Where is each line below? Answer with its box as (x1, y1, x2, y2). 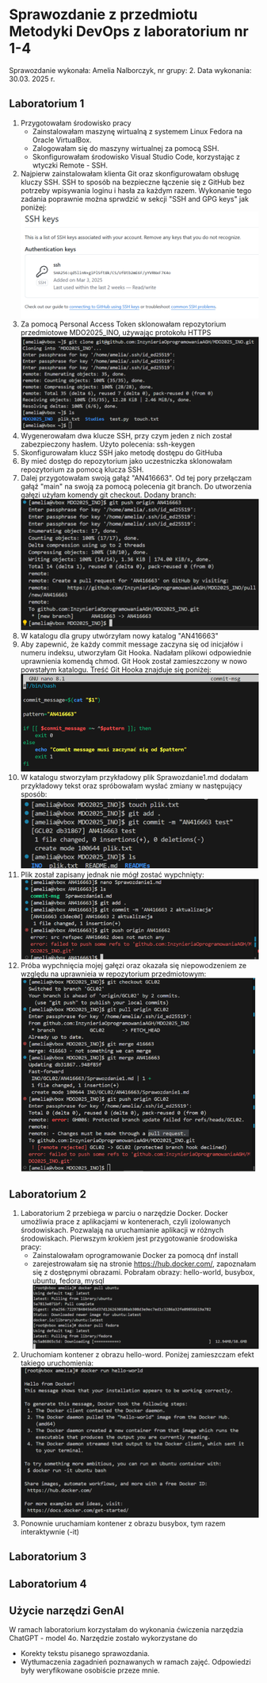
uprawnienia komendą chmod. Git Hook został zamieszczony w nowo (20, 656, 248, 666)
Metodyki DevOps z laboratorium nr (9, 22, 249, 41)
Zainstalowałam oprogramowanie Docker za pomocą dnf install (32, 1251, 238, 1260)
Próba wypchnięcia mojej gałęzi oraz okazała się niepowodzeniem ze (20, 960, 247, 970)
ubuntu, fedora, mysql (32, 1276, 105, 1286)
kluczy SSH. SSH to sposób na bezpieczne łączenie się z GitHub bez (20, 177, 245, 187)
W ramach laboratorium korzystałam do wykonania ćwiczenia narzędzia (9, 1625, 244, 1635)
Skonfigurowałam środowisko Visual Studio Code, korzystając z (32, 152, 241, 161)
